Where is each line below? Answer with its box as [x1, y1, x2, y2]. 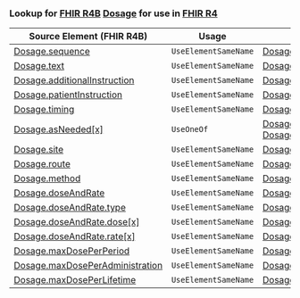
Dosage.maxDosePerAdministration [13, 260, 163, 272]
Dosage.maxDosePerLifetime [13, 274, 137, 286]
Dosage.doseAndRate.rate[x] [13, 230, 136, 243]
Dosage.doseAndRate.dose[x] [13, 216, 140, 228]
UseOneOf [171, 124, 208, 135]
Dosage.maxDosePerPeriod [13, 244, 130, 257]
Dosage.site [13, 144, 64, 156]
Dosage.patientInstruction [13, 88, 123, 101]
